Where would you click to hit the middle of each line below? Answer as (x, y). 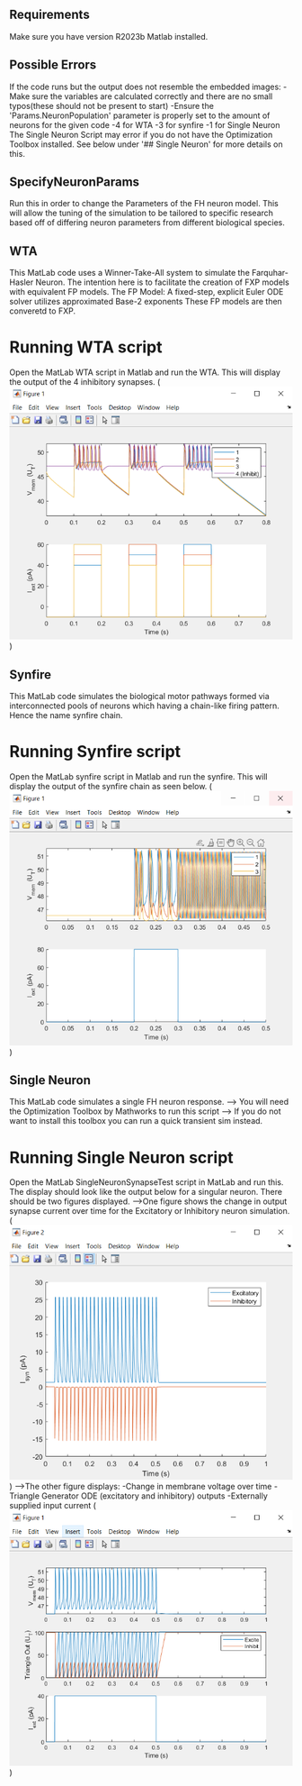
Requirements (49, 15)
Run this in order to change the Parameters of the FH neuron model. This (144, 204)
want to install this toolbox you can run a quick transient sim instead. (136, 1121)
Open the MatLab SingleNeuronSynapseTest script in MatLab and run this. (147, 1182)
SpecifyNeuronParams (75, 182)
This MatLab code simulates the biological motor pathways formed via (139, 697)
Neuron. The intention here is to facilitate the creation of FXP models (162, 282)
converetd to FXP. (43, 311)
